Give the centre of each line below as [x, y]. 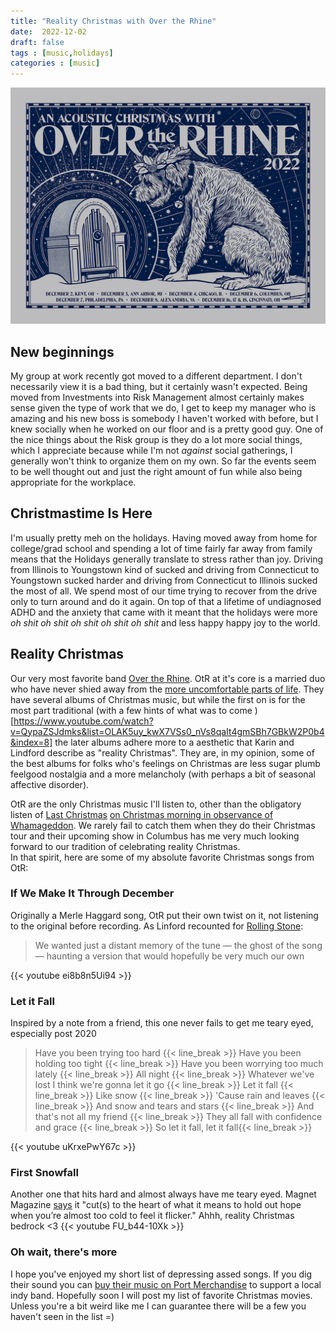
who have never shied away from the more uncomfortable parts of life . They [167, 689]
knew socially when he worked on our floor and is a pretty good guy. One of [167, 429]
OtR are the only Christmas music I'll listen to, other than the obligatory [156, 804]
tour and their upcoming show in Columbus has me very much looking [155, 836]
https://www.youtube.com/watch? [83, 721]
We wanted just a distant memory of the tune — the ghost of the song [178, 945]
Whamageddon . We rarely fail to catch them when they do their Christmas [163, 825]
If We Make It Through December [92, 893]
